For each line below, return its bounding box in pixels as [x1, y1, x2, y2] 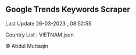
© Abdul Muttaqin [5, 42, 49, 49]
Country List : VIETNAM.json [5, 31, 74, 38]
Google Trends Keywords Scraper [5, 5, 130, 14]
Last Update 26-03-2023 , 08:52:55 [5, 20, 92, 27]
